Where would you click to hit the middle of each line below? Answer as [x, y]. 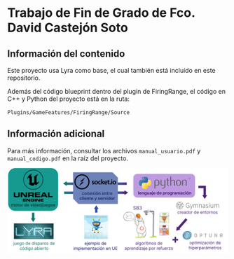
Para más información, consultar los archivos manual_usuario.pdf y [104, 150]
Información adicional [56, 134]
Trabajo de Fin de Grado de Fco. [101, 13]
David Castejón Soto [68, 28]
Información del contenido [66, 54]
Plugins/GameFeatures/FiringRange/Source [69, 113]
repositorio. [24, 78]
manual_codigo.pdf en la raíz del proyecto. [68, 158]
